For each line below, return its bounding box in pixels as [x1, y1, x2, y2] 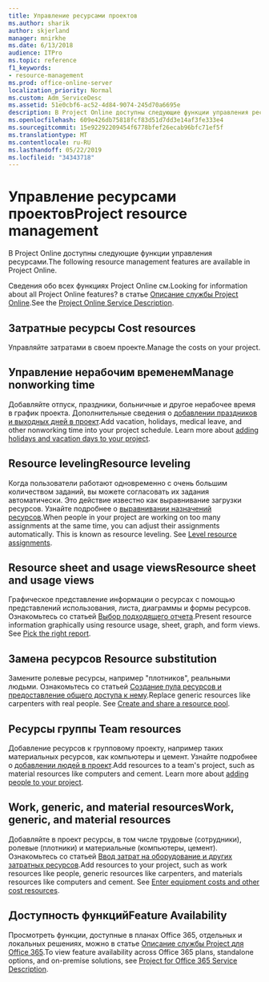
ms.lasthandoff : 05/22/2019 [8, 146, 102, 154]
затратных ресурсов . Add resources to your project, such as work [8, 859, 227, 870]
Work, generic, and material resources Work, [8, 801, 235, 814]
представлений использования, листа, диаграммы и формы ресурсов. [8, 603, 251, 613]
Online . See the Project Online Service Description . [8, 298, 175, 308]
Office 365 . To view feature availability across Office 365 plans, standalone [8, 947, 254, 956]
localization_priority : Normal [8, 86, 113, 95]
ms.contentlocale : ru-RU [8, 138, 91, 147]
